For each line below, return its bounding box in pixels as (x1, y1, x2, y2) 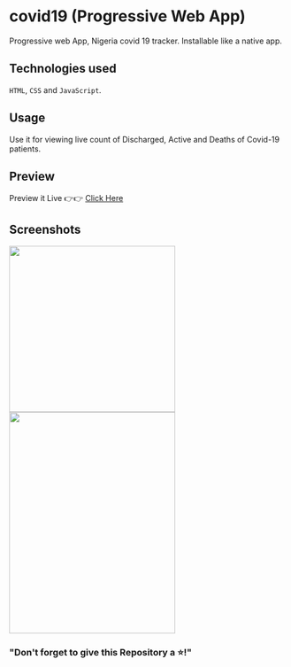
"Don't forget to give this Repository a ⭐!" (9, 647, 193, 659)
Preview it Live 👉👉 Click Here (9, 193, 124, 204)
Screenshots (9, 221, 81, 237)
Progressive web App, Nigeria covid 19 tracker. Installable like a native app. (9, 35, 283, 46)
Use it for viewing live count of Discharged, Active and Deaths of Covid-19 (9, 134, 280, 144)
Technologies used (9, 61, 117, 76)
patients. (9, 143, 42, 154)
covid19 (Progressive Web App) (9, 6, 246, 27)
